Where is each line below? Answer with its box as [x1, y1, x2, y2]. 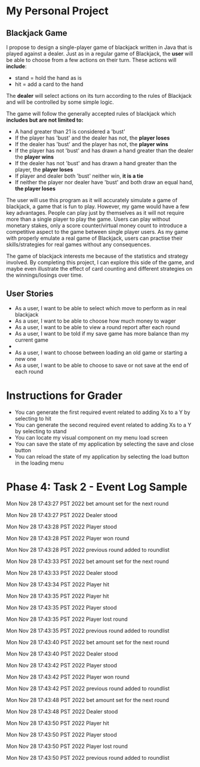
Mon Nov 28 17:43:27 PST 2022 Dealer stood [6, 511, 118, 518]
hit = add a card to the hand [14, 81, 84, 88]
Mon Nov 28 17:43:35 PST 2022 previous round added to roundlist [6, 627, 170, 634]
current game [14, 336, 49, 344]
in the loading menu [14, 459, 64, 466]
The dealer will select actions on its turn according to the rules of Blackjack [6, 92, 192, 99]
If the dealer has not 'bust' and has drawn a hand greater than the [14, 160, 177, 166]
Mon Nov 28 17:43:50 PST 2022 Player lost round [6, 743, 128, 750]
